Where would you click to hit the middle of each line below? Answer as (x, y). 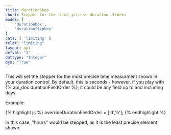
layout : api (18, 48)
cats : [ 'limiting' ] (28, 39)
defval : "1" (18, 52)
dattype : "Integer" (26, 57)
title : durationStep (27, 10)
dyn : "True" (18, 62)
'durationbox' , (31, 24)
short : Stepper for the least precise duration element (66, 15)
